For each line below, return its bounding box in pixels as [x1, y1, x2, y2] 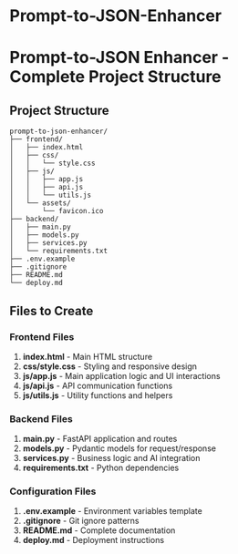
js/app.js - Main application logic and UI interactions [22, 370, 221, 381]
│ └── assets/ [9, 199, 71, 208]
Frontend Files [9, 330, 75, 343]
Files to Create [9, 303, 94, 319]
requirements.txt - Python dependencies [22, 462, 180, 474]
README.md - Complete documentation [22, 525, 176, 536]
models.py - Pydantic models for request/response [22, 443, 217, 454]
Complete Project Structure [9, 67, 222, 87]
